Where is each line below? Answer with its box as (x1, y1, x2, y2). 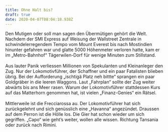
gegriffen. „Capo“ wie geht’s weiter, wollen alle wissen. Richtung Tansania (5, 117, 158, 123)
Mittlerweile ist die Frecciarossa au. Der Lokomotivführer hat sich (5, 101, 141, 107)
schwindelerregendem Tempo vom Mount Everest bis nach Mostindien (5, 41, 152, 48)
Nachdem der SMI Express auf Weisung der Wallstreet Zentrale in (5, 36, 142, 42)
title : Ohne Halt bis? (5, 7, 53, 13)
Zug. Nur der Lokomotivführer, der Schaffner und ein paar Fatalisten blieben (5, 68, 163, 74)
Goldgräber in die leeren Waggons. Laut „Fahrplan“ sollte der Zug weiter (5, 79, 155, 85)
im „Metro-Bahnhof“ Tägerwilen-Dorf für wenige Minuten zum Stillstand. (5, 52, 156, 58)
